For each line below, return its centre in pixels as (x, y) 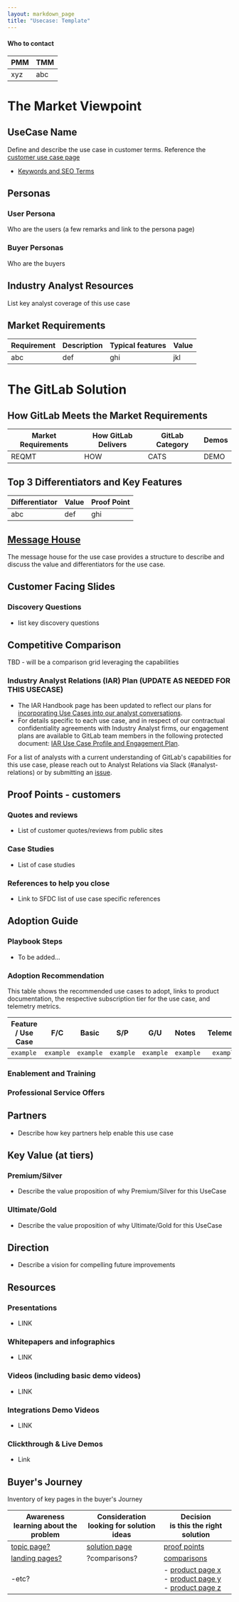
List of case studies (46, 864)
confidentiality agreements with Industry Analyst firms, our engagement (123, 728)
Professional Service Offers (56, 1092)
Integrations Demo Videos (53, 1410)
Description (83, 346)
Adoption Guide (43, 921)
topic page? (31, 1547)
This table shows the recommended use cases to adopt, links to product (113, 991)
